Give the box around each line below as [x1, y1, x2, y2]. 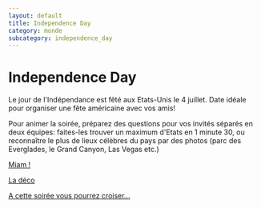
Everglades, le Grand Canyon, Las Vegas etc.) [8, 145, 160, 154]
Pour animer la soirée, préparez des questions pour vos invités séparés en [8, 119, 254, 129]
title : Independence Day [8, 19, 91, 27]
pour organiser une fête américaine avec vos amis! [8, 103, 176, 113]
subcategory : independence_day [8, 34, 113, 42]
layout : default [8, 11, 62, 20]
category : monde [8, 26, 62, 34]
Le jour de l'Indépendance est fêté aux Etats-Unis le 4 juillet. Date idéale [8, 95, 247, 105]
